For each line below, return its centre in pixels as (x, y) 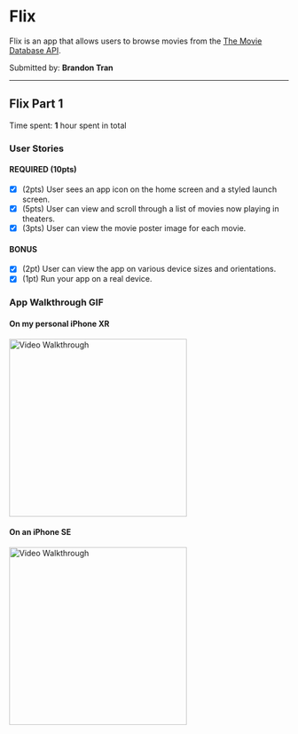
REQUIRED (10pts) (43, 170)
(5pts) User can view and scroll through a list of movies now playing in (150, 208)
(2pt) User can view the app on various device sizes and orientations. (149, 269)
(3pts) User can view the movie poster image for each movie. (134, 228)
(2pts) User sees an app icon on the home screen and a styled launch (149, 189)
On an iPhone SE (40, 532)
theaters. (39, 219)
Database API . (35, 50)
